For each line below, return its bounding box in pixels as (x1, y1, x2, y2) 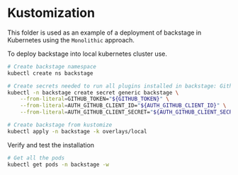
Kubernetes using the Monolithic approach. (7, 35, 135, 44)
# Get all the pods (7, 154, 65, 162)
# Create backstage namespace (7, 63, 97, 70)
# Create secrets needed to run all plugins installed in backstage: (7, 83, 217, 90)
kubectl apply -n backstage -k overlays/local (7, 128, 147, 135)
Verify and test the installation (7, 140, 94, 149)
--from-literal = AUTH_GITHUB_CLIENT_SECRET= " (20, 109, 154, 116)
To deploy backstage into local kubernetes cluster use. (7, 49, 168, 58)
